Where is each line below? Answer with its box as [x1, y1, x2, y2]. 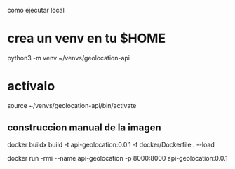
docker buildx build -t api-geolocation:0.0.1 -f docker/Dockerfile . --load [7, 140, 215, 149]
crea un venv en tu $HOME [7, 31, 166, 46]
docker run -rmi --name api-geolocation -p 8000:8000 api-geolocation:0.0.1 [7, 154, 228, 162]
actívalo [7, 79, 55, 94]
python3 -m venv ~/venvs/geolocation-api [7, 53, 130, 62]
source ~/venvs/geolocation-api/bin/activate [7, 101, 137, 109]
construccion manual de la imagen [7, 122, 161, 134]
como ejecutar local [7, 6, 65, 14]
